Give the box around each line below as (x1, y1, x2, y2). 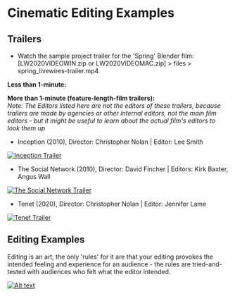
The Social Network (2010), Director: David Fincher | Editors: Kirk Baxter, (17, 165, 229, 173)
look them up (7, 124, 46, 132)
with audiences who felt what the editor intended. (27, 267, 171, 276)
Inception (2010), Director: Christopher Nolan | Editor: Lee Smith (17, 137, 203, 146)
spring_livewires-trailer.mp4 (17, 67, 99, 75)
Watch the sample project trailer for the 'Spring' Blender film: (17, 51, 194, 60)
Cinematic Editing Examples (7, 5, 174, 21)
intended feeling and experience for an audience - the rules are (7, 259, 191, 269)
